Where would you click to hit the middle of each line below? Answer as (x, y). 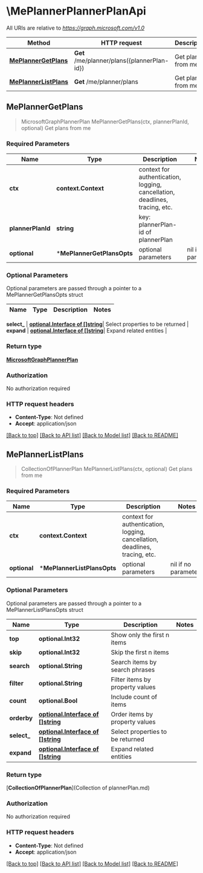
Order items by (132, 714)
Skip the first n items (140, 652)
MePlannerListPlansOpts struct (45, 609)
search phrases (133, 669)
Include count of (134, 696)
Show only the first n (140, 635)
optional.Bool (58, 701)
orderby (21, 718)
